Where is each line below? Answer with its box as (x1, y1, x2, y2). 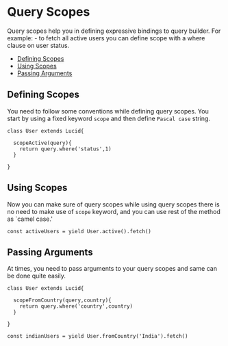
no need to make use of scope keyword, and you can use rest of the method (7, 207, 221, 215)
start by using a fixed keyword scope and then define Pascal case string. (7, 114, 211, 122)
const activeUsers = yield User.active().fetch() (7, 228, 152, 235)
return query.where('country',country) (19, 303, 134, 310)
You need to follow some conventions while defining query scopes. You (7, 107, 209, 115)
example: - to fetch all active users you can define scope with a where (7, 34, 205, 42)
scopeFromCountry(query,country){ (13, 297, 112, 304)
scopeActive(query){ (13, 139, 72, 146)
